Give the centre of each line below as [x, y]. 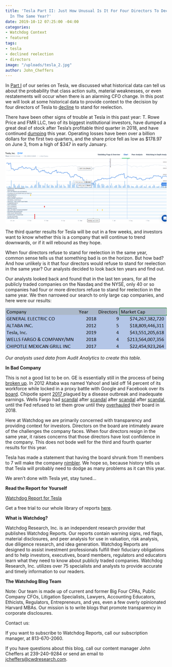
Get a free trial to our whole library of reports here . [59, 508]
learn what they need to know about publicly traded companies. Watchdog [84, 560]
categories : [18, 27]
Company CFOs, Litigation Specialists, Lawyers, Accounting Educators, [80, 596]
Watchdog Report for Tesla [34, 498]
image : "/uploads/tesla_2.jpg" [39, 65]
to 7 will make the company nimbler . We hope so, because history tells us [83, 463]
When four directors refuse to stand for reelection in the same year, [76, 253]
